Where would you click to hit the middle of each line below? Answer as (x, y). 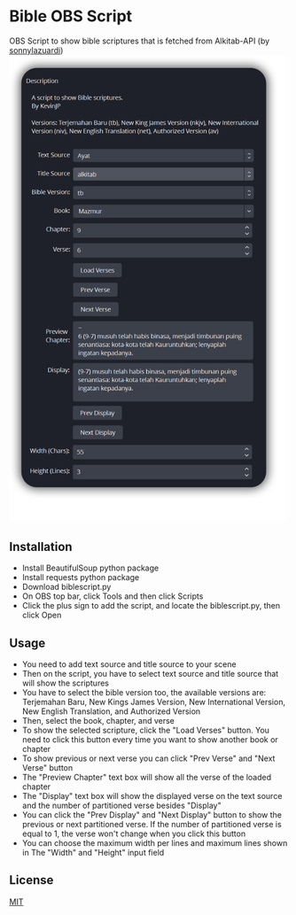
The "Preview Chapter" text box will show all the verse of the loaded (147, 778)
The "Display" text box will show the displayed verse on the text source (152, 796)
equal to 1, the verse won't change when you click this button (134, 834)
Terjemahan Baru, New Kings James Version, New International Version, (154, 702)
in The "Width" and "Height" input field (93, 853)
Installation (41, 547)
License (31, 880)
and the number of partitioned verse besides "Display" (121, 806)
